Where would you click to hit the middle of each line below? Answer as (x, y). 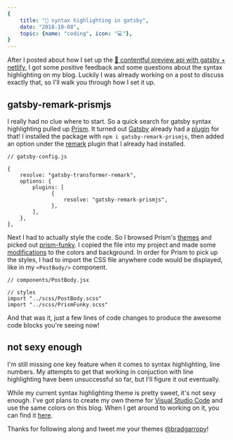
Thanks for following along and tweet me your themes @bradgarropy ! (108, 429)
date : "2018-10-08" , (50, 27)
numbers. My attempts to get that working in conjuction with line (100, 371)
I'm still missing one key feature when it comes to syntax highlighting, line (114, 364)
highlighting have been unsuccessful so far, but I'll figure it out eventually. (114, 379)
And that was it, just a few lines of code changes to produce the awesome (114, 318)
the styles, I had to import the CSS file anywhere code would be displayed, (115, 259)
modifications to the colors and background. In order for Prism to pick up (113, 252)
